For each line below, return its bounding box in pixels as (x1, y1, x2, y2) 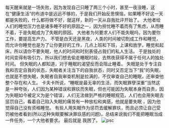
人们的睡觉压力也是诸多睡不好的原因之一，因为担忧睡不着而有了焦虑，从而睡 (5, 23, 164, 29)
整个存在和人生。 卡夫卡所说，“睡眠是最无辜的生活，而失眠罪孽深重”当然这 (5, 80, 160, 85)
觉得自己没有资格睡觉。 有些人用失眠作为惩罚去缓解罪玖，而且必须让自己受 (5, 105, 161, 110)
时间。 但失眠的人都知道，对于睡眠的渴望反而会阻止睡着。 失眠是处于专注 (5, 61, 157, 67)
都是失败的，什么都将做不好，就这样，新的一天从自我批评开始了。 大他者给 (5, 17, 161, 23)
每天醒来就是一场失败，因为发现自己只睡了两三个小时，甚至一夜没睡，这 (5, 5, 155, 10)
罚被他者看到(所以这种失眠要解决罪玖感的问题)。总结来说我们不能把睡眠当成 (5, 111, 163, 117)
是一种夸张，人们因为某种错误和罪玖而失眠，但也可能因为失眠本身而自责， (5, 86, 159, 92)
